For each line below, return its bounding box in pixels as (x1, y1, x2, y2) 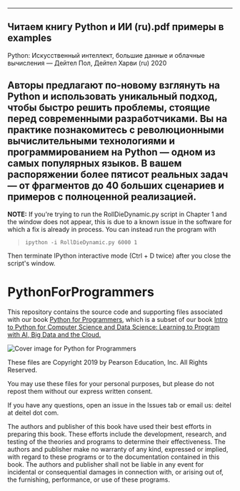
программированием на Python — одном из (7, 146, 216, 158)
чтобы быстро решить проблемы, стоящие (7, 101, 211, 114)
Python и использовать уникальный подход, (7, 91, 218, 103)
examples (7, 32, 52, 44)
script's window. (7, 258, 56, 268)
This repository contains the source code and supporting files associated (7, 308, 223, 316)
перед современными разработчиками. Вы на (7, 113, 227, 125)
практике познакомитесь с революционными (7, 124, 224, 136)
